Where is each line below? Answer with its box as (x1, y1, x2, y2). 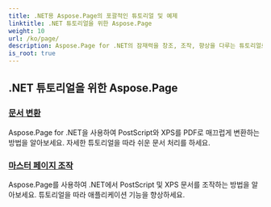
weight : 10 (8, 27, 45, 35)
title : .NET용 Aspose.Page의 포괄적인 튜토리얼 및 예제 (8, 11, 178, 20)
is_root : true (8, 49, 56, 57)
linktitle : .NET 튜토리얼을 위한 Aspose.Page (8, 19, 152, 27)
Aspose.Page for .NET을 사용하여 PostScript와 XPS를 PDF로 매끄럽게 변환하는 (8, 127, 261, 137)
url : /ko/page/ (8, 34, 60, 43)
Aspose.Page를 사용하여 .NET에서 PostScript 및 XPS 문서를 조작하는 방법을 (8, 180, 250, 189)
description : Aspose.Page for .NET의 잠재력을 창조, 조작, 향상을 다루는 (8, 42, 236, 50)
